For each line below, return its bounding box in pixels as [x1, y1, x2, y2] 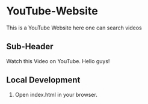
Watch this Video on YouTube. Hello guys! [6, 57, 110, 64]
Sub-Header [6, 41, 54, 52]
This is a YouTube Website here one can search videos [6, 24, 143, 31]
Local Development [6, 75, 81, 85]
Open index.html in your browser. [14, 91, 97, 98]
